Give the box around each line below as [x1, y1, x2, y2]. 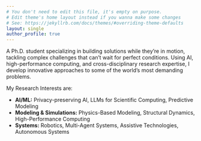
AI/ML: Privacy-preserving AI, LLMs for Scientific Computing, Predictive [14, 97, 194, 104]
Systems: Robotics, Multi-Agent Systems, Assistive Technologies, [14, 122, 179, 129]
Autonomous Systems [14, 128, 70, 136]
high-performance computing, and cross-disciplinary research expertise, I [6, 61, 190, 68]
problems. [6, 73, 31, 80]
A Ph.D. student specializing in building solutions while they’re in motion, [6, 47, 185, 55]
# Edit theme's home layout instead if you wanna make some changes [6, 14, 181, 20]
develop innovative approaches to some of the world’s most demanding [6, 67, 183, 74]
